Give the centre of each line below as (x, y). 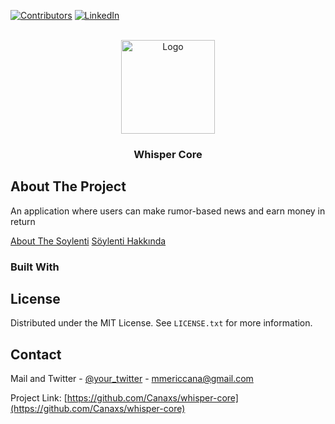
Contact (36, 354)
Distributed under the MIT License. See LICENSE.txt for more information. (161, 323)
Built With (35, 267)
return (23, 221)
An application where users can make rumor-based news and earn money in (168, 211)
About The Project (68, 186)
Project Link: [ (39, 398)
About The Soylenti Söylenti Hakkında (88, 241)
